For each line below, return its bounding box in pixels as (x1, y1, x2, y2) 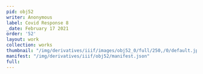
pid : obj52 (6, 8, 34, 15)
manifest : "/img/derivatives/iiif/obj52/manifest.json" (6, 53, 150, 59)
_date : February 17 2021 (6, 25, 69, 32)
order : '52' (6, 31, 36, 37)
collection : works (6, 42, 53, 48)
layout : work (6, 36, 39, 42)
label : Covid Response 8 (6, 20, 69, 26)
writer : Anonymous (6, 14, 53, 20)
